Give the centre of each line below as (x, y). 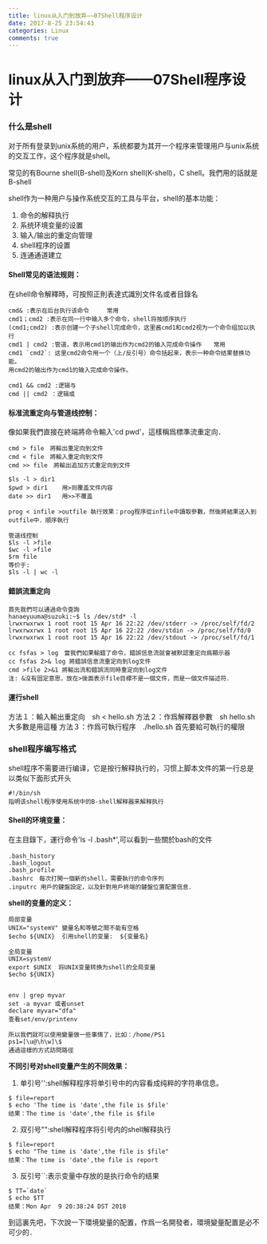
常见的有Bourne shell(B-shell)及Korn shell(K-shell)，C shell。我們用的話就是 (133, 172)
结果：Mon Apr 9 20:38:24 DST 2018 (67, 1206)
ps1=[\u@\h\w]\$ (35, 1042)
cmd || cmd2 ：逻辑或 (42, 394)
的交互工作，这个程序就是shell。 (61, 156)
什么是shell (30, 127)
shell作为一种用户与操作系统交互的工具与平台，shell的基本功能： (114, 198)
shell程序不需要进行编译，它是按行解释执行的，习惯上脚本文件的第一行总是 (131, 768)
